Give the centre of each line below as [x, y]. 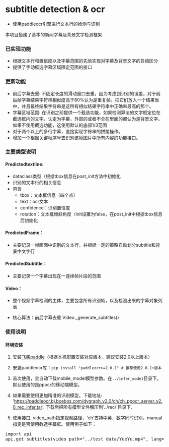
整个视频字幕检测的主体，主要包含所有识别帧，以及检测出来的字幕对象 [85, 301]
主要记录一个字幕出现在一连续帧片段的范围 [57, 276]
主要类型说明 [21, 152]
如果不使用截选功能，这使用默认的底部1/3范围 [60, 125]
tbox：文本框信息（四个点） [49, 195]
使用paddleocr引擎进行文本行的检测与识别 [56, 24]
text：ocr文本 [34, 201]
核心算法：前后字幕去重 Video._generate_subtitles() [66, 318]
